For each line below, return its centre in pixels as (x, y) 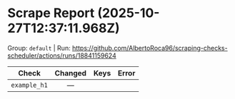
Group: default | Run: (39, 48)
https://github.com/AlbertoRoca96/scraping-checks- (150, 48)
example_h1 (29, 85)
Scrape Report (51, 13)
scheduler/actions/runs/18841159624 (62, 56)
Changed (71, 73)
